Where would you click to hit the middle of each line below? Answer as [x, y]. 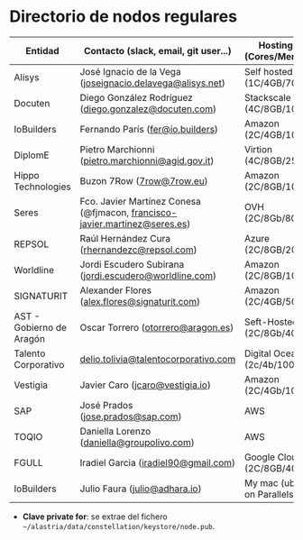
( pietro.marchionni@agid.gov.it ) [147, 160]
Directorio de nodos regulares [123, 17]
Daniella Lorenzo [115, 431]
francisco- [154, 212]
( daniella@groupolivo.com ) [138, 442]
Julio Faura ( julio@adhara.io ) [141, 489]
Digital [258, 353]
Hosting [275, 45]
